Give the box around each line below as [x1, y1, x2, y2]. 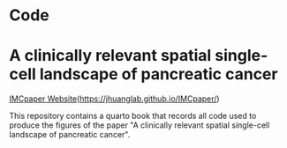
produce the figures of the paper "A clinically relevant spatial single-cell [9, 120, 270, 130]
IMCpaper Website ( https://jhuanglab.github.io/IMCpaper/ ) [9, 93, 220, 104]
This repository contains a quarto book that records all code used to [9, 111, 257, 122]
